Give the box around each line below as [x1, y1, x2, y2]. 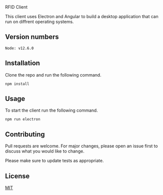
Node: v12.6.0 [5, 46, 34, 51]
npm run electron [5, 117, 41, 122]
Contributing [5, 130, 45, 138]
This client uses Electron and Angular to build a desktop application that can [5, 14, 159, 19]
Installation [5, 59, 40, 67]
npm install [5, 81, 29, 86]
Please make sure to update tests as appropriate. [5, 158, 104, 164]
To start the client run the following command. [5, 107, 98, 114]
